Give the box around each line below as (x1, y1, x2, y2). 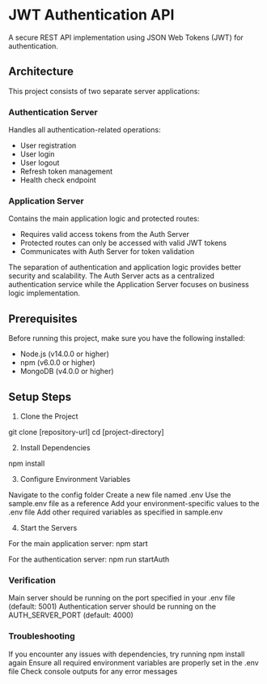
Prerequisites (8, 312, 78, 325)
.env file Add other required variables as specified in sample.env (8, 507, 223, 517)
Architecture (8, 65, 74, 79)
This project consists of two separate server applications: (8, 86, 201, 96)
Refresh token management (19, 166, 113, 176)
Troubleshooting (8, 630, 75, 642)
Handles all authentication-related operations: (8, 125, 161, 135)
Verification (8, 574, 57, 586)
